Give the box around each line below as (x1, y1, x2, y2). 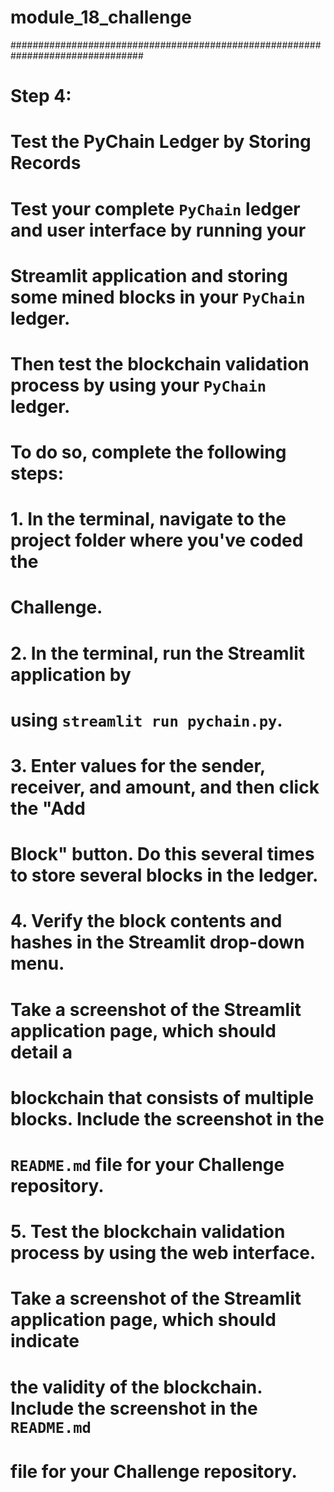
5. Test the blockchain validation (10, 1221, 286, 1243)
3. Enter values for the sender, (10, 755, 266, 777)
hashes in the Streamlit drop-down (10, 931, 305, 954)
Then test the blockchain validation (10, 352, 310, 375)
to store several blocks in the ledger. (10, 864, 319, 887)
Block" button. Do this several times (10, 843, 315, 866)
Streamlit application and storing (10, 264, 288, 287)
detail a (10, 1041, 73, 1063)
